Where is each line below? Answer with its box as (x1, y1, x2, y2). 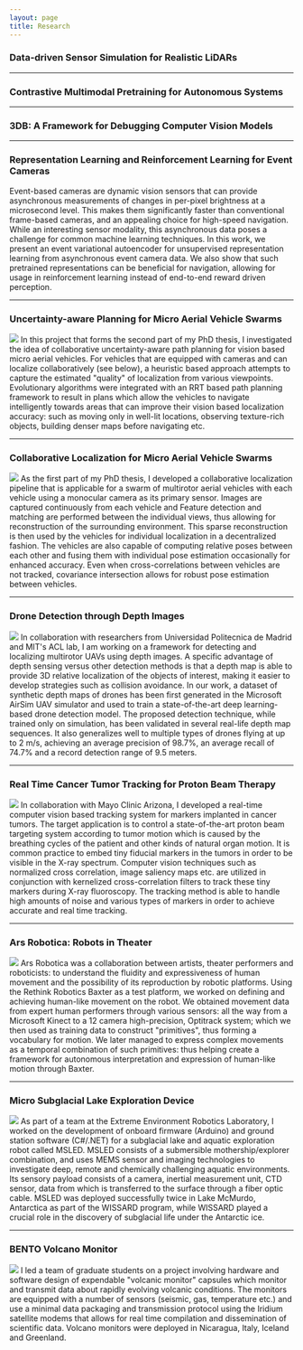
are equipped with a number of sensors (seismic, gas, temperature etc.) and (9, 1293, 293, 1304)
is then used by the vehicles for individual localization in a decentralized (9, 530, 277, 542)
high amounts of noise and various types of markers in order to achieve (9, 895, 275, 906)
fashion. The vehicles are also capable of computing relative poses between (9, 540, 293, 551)
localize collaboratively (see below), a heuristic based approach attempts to (9, 362, 291, 373)
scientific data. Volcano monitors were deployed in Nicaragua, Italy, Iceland (9, 1322, 289, 1333)
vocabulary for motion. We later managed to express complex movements (9, 1035, 284, 1045)
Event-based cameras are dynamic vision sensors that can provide (9, 185, 258, 196)
